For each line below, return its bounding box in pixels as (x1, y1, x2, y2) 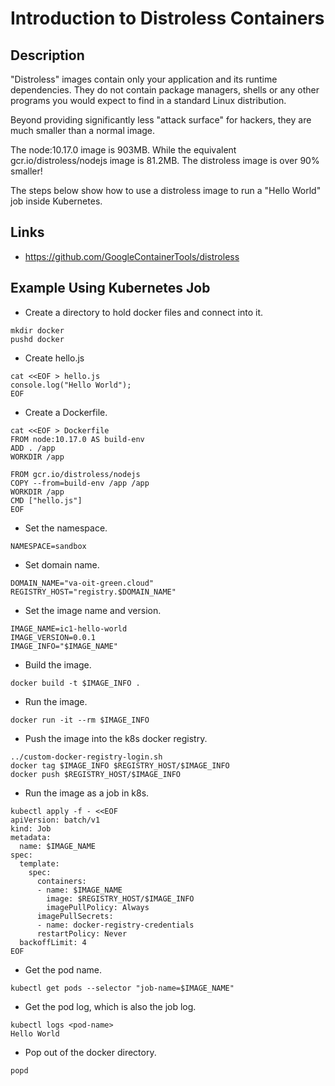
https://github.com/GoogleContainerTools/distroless (24, 250, 240, 262)
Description (10, 47, 85, 64)
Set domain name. (24, 558, 100, 571)
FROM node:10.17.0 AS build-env (10, 434, 145, 444)
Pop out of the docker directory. (24, 1046, 157, 1058)
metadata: (10, 832, 52, 842)
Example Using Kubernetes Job (10, 280, 211, 297)
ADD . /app (10, 443, 56, 453)
